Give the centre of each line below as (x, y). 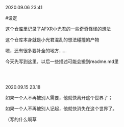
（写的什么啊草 (21, 119)
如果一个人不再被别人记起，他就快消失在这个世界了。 (61, 109)
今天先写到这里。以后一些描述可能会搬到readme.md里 (62, 61)
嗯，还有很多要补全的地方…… (36, 50)
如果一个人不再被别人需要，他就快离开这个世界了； (59, 98)
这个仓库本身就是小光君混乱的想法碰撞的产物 (52, 40)
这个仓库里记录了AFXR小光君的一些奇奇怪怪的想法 (58, 29)
